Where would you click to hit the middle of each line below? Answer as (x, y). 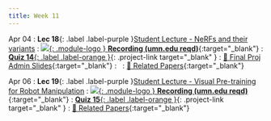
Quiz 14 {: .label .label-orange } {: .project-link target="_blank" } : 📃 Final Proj (135, 56)
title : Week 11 (34, 16)
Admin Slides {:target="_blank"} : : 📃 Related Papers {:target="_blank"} (126, 65)
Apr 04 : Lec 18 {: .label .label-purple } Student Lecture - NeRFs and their (128, 39)
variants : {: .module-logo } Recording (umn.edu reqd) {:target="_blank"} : (136, 48)
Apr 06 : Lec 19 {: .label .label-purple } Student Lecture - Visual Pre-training (132, 81)
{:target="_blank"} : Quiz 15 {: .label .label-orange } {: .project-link (116, 99)
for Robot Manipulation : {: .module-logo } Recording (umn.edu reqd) (128, 90)
